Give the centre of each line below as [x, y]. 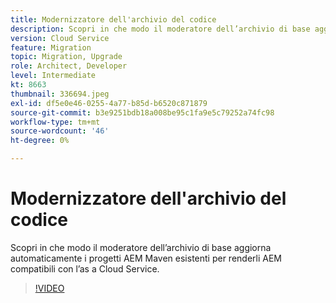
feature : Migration [51, 47]
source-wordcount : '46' [60, 131]
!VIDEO [49, 288]
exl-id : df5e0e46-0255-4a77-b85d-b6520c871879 [109, 103]
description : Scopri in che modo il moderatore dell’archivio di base [160, 29]
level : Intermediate [53, 76]
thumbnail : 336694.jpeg [60, 94]
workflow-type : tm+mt [55, 122]
